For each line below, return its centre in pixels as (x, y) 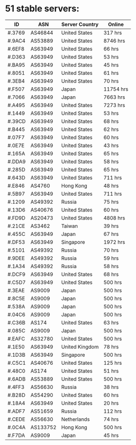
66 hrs (111, 49)
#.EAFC (17, 338)
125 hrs (113, 363)
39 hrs (111, 226)
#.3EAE (16, 290)
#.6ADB (17, 379)
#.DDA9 (17, 162)
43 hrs (111, 145)
